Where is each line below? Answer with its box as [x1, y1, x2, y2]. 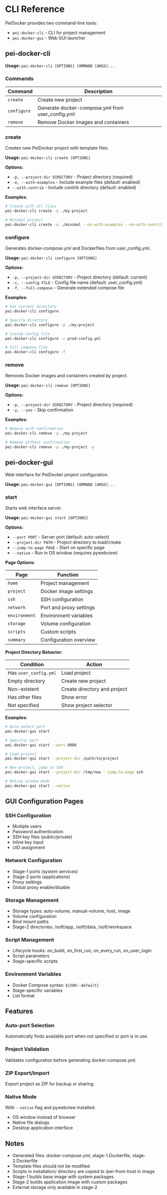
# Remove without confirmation [5, 440, 70, 445]
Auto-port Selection [5, 1022, 55, 1029]
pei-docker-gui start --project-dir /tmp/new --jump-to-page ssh [5, 770, 143, 775]
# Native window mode [5, 779, 50, 784]
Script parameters [12, 953, 50, 959]
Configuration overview [40, 636, 95, 643]
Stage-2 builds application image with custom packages [12, 1179, 128, 1185]
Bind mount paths [12, 918, 49, 925]
